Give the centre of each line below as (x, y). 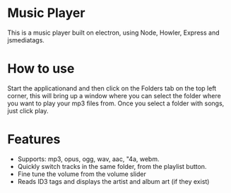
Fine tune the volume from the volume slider (82, 174)
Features (34, 140)
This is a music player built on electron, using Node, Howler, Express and (113, 33)
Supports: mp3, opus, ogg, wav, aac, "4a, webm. (88, 159)
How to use (41, 69)
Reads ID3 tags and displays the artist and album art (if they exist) (113, 181)
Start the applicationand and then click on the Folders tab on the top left (112, 88)
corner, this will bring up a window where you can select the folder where (114, 95)
